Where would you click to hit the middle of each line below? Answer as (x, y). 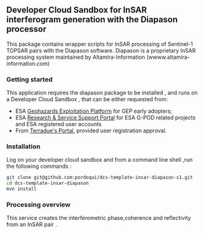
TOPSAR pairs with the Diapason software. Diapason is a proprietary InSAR (101, 50)
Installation (24, 146)
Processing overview (39, 205)
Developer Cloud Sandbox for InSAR (77, 10)
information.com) (28, 63)
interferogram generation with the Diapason (92, 20)
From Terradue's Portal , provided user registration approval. (91, 130)
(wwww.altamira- (168, 57)
